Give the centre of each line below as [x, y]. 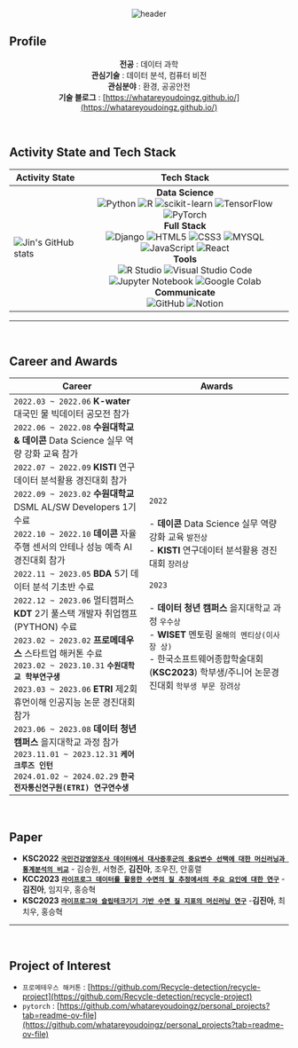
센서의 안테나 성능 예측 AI [82, 548]
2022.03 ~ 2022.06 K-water [72, 401]
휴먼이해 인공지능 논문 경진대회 [74, 703]
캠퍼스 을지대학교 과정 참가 [67, 743]
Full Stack [185, 225]
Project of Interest [60, 966]
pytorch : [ [41, 1006]
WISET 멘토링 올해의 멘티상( [212, 634]
